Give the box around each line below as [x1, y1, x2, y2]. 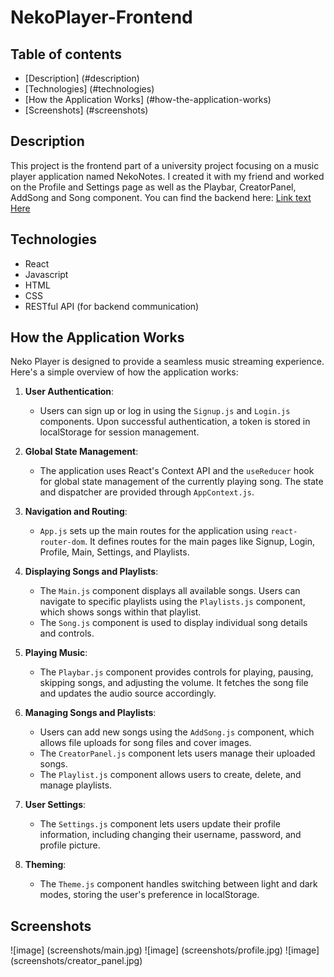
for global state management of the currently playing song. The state [39, 476, 324, 488]
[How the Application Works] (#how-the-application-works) [24, 94, 272, 105]
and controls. [39, 627, 95, 640]
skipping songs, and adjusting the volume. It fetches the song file [39, 677, 309, 689]
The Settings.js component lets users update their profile [39, 818, 281, 830]
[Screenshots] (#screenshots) [24, 104, 149, 116]
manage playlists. [39, 779, 113, 791]
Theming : [24, 859, 67, 871]
